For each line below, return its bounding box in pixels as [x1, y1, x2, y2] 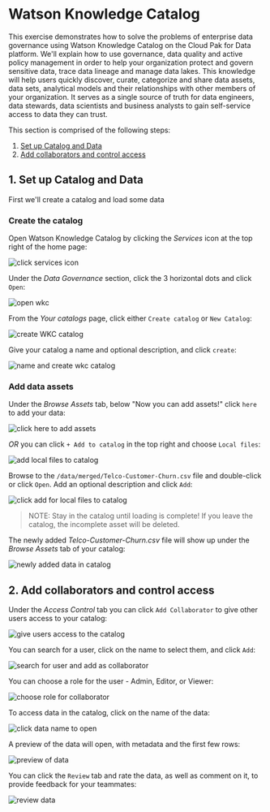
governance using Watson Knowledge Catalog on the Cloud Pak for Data [8, 40, 251, 50]
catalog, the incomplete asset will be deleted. [28, 520, 180, 529]
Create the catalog [8, 214, 84, 226]
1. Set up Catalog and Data [8, 173, 144, 187]
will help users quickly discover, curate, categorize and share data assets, [8, 75, 255, 84]
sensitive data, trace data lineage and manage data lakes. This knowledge [8, 66, 255, 76]
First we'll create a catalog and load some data [8, 194, 165, 204]
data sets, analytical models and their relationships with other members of [8, 83, 256, 93]
